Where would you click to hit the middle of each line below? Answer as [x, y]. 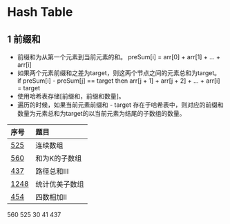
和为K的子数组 [59, 158]
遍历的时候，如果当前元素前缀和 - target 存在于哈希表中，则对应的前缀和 [120, 105]
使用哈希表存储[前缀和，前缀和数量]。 [71, 96]
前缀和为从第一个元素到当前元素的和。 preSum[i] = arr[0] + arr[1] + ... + [119, 57]
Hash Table [40, 12]
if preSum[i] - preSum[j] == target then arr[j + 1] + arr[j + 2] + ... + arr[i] [118, 81]
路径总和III [52, 171]
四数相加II [51, 197]
